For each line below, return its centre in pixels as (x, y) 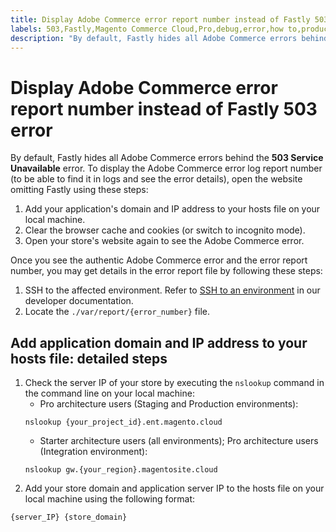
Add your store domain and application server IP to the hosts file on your (174, 488)
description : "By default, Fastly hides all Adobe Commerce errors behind (169, 38)
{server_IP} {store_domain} (69, 517)
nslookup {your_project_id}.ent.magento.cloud (123, 422)
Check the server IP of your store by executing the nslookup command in (174, 383)
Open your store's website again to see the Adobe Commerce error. (164, 241)
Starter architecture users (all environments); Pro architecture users (179, 441)
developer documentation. (79, 301)
